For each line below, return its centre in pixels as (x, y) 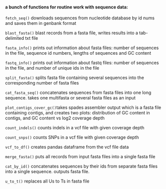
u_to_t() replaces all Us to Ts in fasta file (47, 181)
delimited (15, 38)
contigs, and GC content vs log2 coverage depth (55, 118)
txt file (32, 38)
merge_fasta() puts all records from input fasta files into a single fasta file (80, 157)
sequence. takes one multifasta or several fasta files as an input (70, 98)
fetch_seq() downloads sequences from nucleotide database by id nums (80, 18)
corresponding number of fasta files (42, 83)
